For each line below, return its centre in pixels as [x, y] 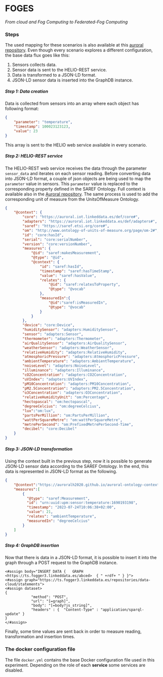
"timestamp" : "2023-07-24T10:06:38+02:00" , [71, 507]
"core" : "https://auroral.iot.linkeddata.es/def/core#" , [81, 217]
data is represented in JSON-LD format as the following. [61, 471]
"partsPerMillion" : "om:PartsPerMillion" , [66, 415]
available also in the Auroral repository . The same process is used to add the [81, 194]
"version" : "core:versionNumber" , [57, 244]
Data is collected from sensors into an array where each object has [72, 104]
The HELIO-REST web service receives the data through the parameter [76, 168]
